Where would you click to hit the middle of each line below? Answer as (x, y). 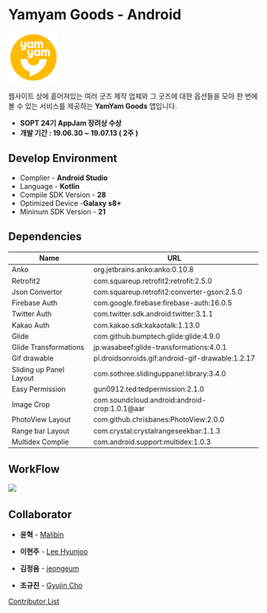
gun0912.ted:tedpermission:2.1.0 (149, 389)
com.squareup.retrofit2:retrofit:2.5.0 (153, 281)
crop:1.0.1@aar (119, 409)
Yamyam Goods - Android (95, 15)
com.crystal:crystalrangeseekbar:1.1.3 (157, 430)
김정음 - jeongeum (49, 568)
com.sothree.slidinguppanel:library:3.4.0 (160, 374)
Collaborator (40, 515)
